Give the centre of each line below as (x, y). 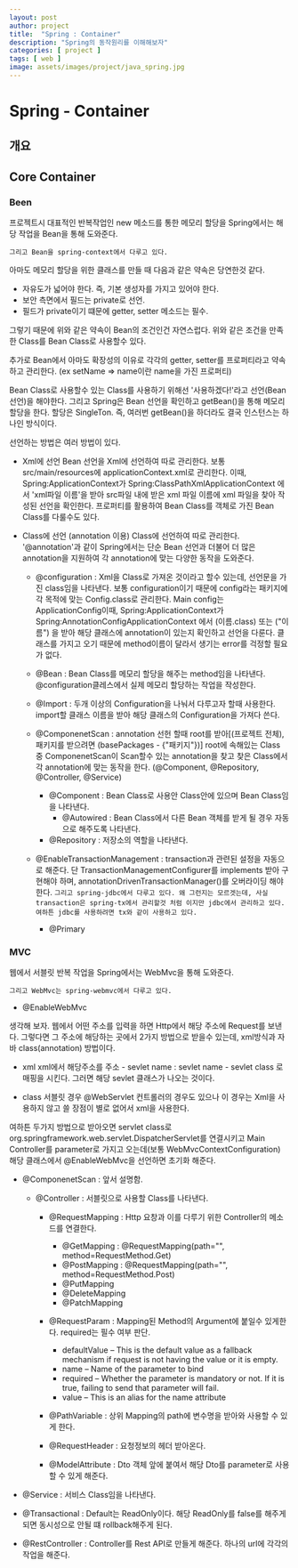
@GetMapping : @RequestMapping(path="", (143, 1246)
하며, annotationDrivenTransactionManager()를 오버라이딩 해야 (172, 881)
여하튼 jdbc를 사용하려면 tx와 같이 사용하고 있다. (116, 913)
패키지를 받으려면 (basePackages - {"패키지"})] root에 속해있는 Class (158, 745)
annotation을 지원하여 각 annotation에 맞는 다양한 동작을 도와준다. (138, 558)
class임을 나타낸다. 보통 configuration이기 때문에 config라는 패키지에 (166, 588)
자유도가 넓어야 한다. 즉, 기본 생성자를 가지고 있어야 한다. (121, 289)
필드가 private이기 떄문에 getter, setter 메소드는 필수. (115, 311)
